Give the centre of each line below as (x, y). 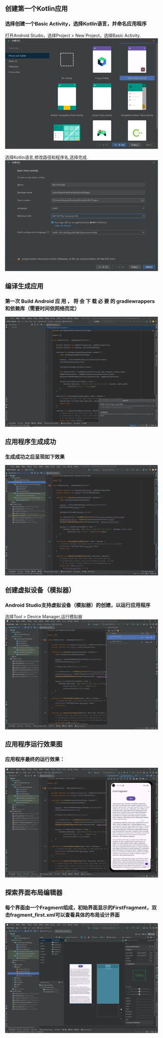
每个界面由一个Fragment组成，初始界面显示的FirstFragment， (78, 907)
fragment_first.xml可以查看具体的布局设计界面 (65, 915)
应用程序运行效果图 (34, 744)
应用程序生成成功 (31, 442)
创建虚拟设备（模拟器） (40, 590)
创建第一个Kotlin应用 (36, 9)
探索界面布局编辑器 (34, 893)
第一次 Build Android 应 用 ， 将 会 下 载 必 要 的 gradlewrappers (80, 301)
